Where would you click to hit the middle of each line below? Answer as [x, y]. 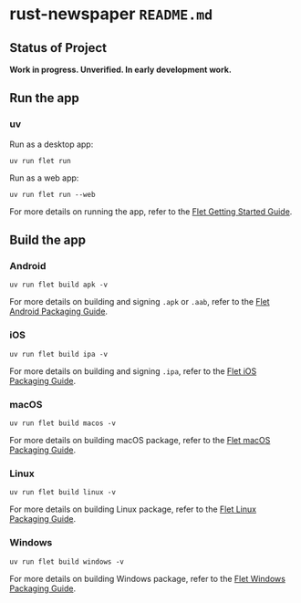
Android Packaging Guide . [58, 312]
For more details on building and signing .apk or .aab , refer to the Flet [140, 302]
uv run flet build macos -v [63, 423]
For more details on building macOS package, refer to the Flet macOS [140, 440]
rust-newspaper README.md [111, 14]
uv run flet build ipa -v [58, 354]
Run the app [44, 98]
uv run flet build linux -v [63, 493]
